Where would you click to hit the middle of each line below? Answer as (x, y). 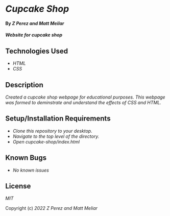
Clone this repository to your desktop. (53, 131)
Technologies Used (37, 51)
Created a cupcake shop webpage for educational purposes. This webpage (85, 97)
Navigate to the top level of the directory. (56, 136)
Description (24, 85)
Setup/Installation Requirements (58, 119)
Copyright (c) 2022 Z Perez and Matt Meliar (52, 208)
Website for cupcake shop (34, 35)
